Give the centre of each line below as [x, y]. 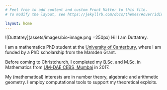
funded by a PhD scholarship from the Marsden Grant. [61, 52]
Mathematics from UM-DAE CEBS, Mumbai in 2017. [57, 67]
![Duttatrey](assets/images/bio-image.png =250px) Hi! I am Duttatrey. [77, 37]
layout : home [19, 23]
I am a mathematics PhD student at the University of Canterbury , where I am [83, 47]
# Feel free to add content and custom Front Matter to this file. [77, 10]
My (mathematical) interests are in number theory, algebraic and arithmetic [82, 77]
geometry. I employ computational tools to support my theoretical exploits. [81, 82]
